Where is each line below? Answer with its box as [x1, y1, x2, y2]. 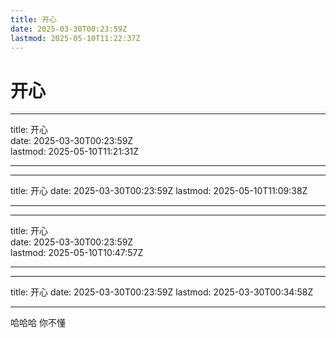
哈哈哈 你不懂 [10, 317, 66, 329]
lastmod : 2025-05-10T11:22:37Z [10, 33, 141, 43]
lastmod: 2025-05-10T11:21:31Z [10, 146, 140, 158]
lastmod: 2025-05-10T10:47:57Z [10, 247, 144, 259]
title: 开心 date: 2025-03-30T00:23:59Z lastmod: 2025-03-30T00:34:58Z [10, 286, 314, 298]
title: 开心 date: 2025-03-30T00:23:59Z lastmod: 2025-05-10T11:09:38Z [10, 185, 308, 197]
